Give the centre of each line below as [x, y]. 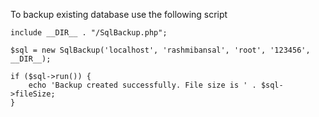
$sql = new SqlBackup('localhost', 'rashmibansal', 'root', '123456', [160, 50]
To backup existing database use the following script [119, 14]
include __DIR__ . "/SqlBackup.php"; [89, 33]
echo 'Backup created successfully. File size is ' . [142, 85]
